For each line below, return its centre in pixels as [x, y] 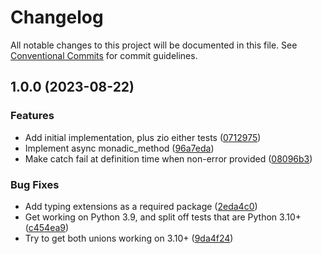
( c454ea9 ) [47, 227]
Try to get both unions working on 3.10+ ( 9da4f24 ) [129, 238]
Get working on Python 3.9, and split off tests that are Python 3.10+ [163, 217]
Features [32, 116]
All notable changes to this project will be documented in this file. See [154, 45]
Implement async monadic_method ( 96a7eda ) [119, 148]
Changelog [57, 17]
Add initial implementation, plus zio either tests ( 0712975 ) [143, 137]
